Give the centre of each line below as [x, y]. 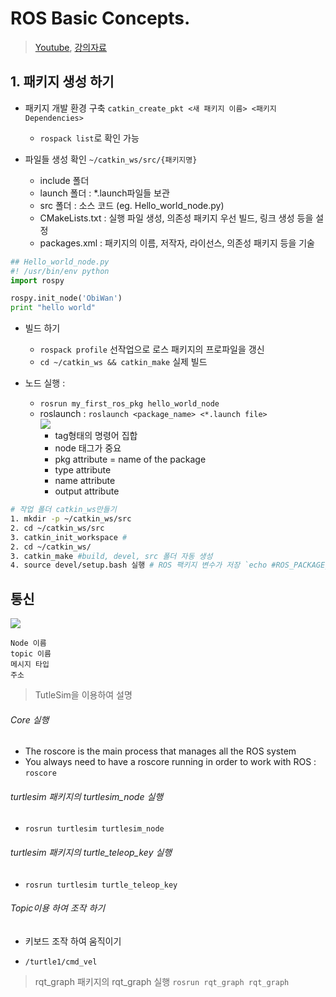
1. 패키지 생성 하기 [62, 82]
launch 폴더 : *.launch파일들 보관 [104, 193]
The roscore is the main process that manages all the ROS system [160, 751]
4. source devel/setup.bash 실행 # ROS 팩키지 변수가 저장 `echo [139, 565]
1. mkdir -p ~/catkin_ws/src [71, 519]
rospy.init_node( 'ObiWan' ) [66, 298]
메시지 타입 [30, 665]
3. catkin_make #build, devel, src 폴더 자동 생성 [111, 556]
